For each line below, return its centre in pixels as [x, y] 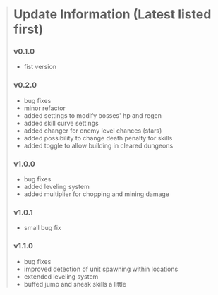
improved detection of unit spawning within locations [101, 269]
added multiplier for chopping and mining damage [97, 194]
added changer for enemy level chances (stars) [93, 131]
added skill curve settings [61, 123]
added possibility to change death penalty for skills [98, 138]
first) [28, 29]
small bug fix [42, 228]
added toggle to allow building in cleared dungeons [98, 145]
